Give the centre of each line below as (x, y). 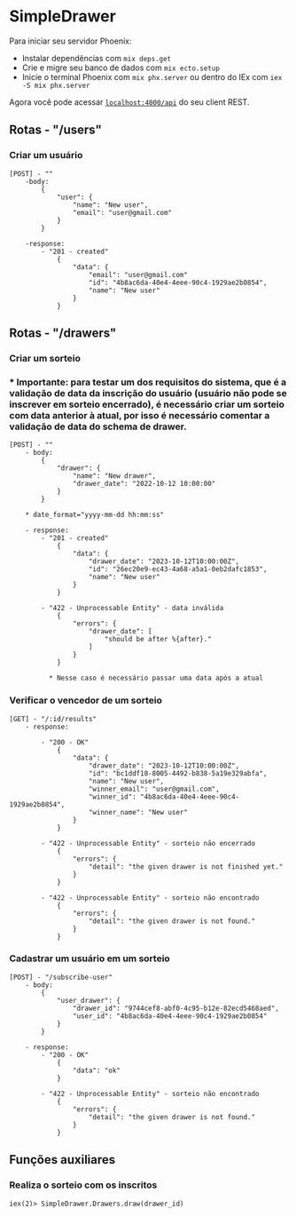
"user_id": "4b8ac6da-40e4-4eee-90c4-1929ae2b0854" (170, 1016)
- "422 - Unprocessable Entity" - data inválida (132, 608)
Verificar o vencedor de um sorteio (86, 701)
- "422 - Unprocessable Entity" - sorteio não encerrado (148, 843)
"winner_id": (113, 797)
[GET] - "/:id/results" (53, 719)
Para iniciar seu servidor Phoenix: (70, 41)
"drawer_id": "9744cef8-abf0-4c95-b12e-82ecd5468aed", (175, 1008)
